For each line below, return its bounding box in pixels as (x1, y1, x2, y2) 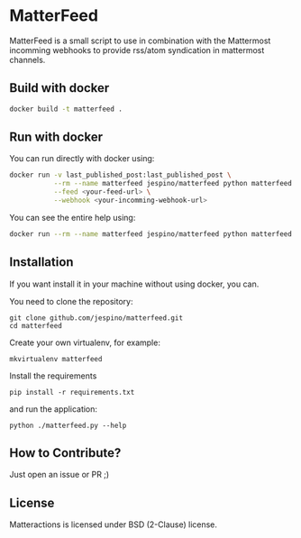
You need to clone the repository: (9, 296, 133, 306)
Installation (9, 254, 74, 270)
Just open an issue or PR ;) (9, 470, 110, 480)
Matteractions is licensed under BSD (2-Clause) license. (9, 519, 218, 530)
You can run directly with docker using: (9, 153, 155, 164)
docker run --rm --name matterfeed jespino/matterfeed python (9, 229, 248, 239)
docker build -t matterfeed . (9, 105, 123, 114)
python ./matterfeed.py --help (9, 421, 127, 430)
